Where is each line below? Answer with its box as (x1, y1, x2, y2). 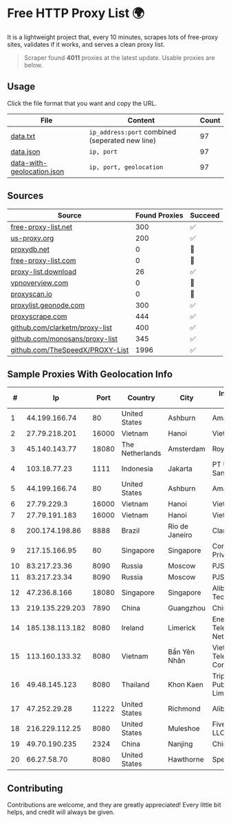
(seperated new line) (89, 136, 157, 145)
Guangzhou (168, 603, 206, 613)
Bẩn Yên (168, 648, 195, 657)
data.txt (10, 131, 36, 141)
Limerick (168, 623, 196, 633)
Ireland (121, 623, 144, 633)
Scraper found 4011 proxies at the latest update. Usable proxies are (23, 53, 215, 62)
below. (23, 61, 43, 69)
